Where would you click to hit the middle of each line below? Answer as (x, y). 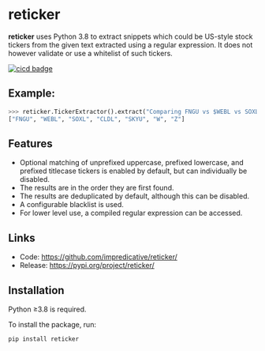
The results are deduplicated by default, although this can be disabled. (134, 196)
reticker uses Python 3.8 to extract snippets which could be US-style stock (131, 36)
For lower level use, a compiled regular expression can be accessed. (131, 213)
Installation (36, 290)
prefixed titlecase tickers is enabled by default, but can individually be (133, 171)
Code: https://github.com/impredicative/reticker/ (98, 257)
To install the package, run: (52, 324)
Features (30, 143)
